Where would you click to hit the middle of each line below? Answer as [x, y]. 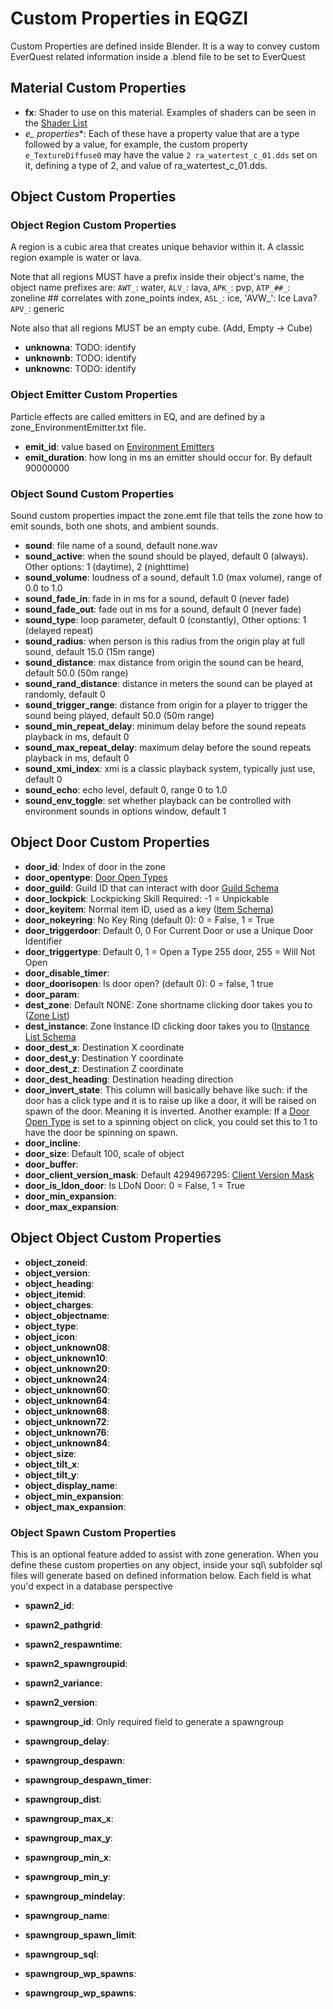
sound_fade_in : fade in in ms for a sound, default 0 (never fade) [157, 599]
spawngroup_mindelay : [75, 1896]
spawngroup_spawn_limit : [81, 1934]
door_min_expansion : [70, 1196]
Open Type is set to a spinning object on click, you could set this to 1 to [171, 1121]
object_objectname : [67, 1315]
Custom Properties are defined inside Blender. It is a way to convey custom [165, 46]
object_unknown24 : [67, 1379]
